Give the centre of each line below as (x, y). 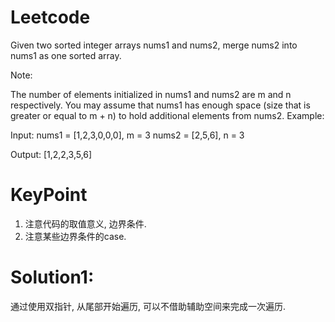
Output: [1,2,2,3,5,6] (51, 154)
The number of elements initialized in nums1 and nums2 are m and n (151, 94)
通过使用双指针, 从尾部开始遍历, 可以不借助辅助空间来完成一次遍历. (148, 306)
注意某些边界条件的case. (75, 236)
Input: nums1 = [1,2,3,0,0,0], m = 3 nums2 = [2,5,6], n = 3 (127, 135)
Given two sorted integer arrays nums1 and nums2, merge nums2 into (154, 45)
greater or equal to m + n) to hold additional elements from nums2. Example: (167, 115)
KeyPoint (49, 195)
